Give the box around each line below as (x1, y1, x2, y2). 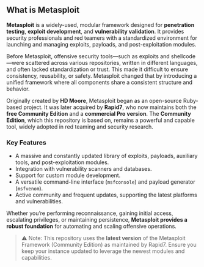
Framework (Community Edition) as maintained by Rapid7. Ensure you (21, 241, 197, 249)
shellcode (170, 52, 196, 60)
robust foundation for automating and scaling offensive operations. (6, 223, 177, 230)
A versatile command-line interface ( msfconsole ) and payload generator (15, 178, 195, 186)
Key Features (6, 138, 47, 146)
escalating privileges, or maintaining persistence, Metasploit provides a (6, 216, 188, 224)
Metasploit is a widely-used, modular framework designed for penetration (6, 21, 195, 28)
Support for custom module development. (15, 171, 121, 179)
